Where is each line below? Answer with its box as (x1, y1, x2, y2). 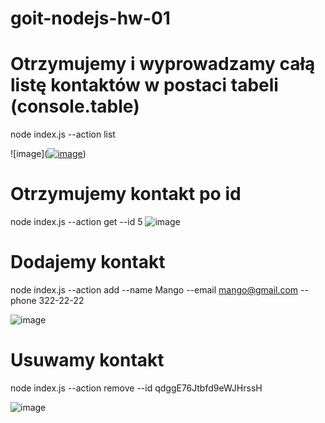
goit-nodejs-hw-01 (10, 7, 171, 30)
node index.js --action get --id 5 (10, 216, 143, 228)
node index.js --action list (10, 128, 116, 141)
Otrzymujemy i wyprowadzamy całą (10, 53, 316, 76)
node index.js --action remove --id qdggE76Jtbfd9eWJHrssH (10, 382, 263, 394)
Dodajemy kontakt (10, 251, 166, 274)
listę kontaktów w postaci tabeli (10, 74, 279, 97)
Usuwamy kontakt (10, 349, 165, 372)
